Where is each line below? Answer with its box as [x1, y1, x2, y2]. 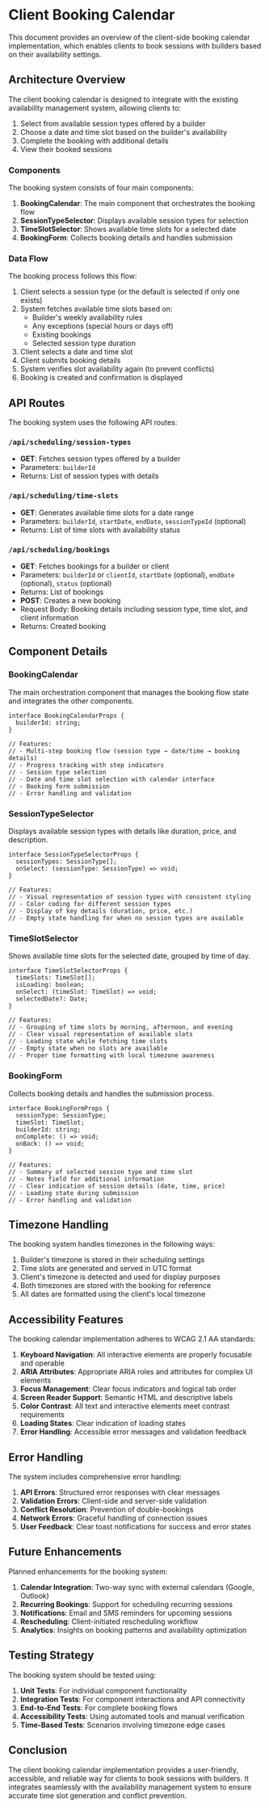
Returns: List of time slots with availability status [19, 525, 180, 535]
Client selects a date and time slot [19, 347, 133, 357]
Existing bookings [32, 329, 91, 340]
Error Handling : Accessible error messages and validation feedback [19, 1427, 247, 1437]
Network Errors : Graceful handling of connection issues [19, 1513, 208, 1523]
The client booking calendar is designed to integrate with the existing [8, 94, 238, 104]
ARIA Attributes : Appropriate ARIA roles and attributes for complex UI [19, 1367, 253, 1377]
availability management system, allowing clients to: [8, 103, 182, 112]
